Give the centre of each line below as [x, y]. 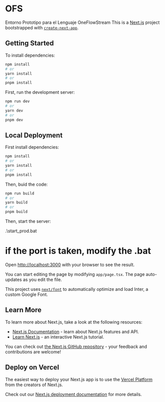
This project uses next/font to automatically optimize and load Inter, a [77, 289]
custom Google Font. [27, 294]
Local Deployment [34, 135]
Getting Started [30, 43]
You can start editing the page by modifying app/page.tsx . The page [75, 274]
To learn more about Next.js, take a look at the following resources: [74, 322]
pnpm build [16, 212]
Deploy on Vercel [32, 368]
